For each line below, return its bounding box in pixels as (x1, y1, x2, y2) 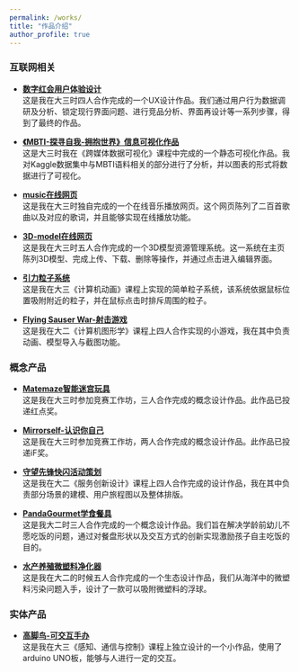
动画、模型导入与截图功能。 (22, 336, 126, 347)
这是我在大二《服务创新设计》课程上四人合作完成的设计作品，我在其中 (22, 478, 283, 488)
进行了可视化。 (30, 170, 86, 181)
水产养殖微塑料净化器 (22, 560, 101, 571)
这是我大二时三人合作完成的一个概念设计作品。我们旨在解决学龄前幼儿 (22, 519, 283, 530)
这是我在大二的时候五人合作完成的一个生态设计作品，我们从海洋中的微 (22, 572, 283, 583)
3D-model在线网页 (22, 230, 92, 241)
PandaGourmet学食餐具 (22, 507, 112, 518)
